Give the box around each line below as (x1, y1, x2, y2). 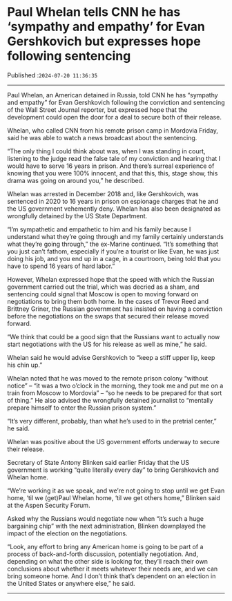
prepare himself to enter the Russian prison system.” (7, 403, 157, 412)
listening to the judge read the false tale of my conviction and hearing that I (7, 154, 221, 162)
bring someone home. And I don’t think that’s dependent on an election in (7, 571, 216, 580)
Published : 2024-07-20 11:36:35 (7, 70, 98, 79)
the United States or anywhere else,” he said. (7, 579, 136, 587)
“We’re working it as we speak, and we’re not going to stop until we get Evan (7, 486, 225, 495)
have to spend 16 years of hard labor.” (7, 262, 115, 270)
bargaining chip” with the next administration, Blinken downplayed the (7, 522, 206, 530)
